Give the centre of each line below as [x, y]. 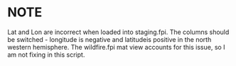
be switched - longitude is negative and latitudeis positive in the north [109, 39]
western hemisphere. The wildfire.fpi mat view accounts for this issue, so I [116, 47]
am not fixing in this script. [46, 55]
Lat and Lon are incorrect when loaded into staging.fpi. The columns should [118, 32]
